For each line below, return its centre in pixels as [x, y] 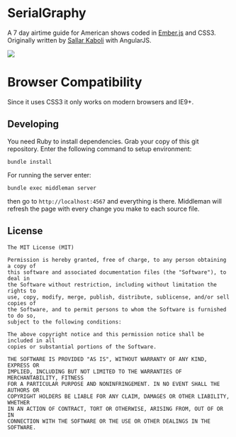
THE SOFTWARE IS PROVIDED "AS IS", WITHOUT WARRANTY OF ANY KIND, [107, 359]
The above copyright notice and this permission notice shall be [106, 334]
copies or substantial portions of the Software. [82, 347]
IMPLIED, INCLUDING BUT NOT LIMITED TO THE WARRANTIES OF [95, 371]
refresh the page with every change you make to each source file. [103, 209]
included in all [31, 341]
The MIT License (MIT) [41, 247]
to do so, [22, 316]
